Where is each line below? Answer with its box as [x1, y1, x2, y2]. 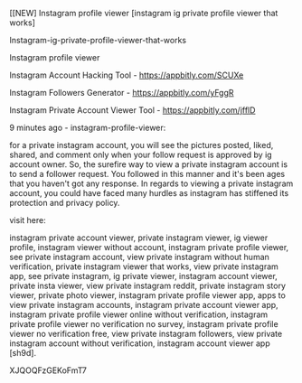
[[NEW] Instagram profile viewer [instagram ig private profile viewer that [9, 8, 278, 18]
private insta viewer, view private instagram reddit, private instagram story [9, 280, 287, 291]
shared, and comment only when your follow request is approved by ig [9, 149, 273, 160]
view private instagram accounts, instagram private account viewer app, [9, 300, 278, 310]
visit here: [9, 215, 47, 225]
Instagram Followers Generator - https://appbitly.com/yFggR [9, 88, 234, 98]
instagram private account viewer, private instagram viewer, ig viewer [9, 232, 269, 243]
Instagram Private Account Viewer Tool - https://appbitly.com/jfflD [9, 105, 256, 116]
